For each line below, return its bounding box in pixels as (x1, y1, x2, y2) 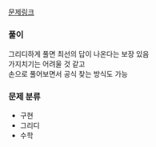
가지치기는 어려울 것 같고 (8, 59, 86, 69)
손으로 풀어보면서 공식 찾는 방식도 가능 (8, 69, 128, 78)
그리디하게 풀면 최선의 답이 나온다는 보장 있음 (8, 49, 150, 58)
